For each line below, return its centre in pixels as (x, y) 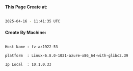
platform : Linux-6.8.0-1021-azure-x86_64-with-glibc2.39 (67, 56)
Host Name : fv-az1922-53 (31, 47)
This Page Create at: (26, 7)
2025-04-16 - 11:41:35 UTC (33, 21)
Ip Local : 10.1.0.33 (28, 65)
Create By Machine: (26, 32)
